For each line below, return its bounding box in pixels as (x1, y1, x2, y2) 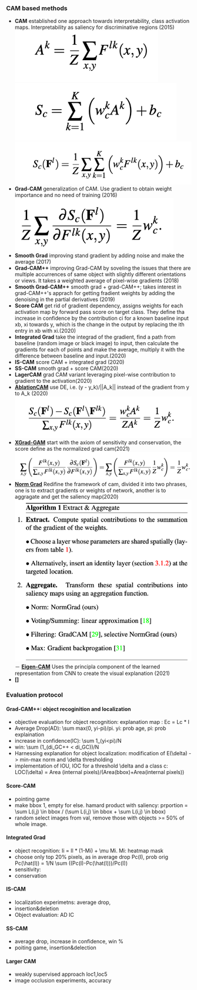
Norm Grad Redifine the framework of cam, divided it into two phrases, (14, 481, 187, 488)
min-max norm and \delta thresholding (19, 756, 113, 763)
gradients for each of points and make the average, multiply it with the (14, 346, 185, 353)
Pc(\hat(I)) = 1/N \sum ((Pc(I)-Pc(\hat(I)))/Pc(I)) (14, 860, 128, 867)
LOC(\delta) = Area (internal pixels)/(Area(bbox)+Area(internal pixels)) (14, 769, 185, 776)
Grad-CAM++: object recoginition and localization (6, 705, 131, 712)
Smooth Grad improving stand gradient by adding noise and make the (14, 252, 184, 259)
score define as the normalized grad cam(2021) (14, 445, 131, 452)
